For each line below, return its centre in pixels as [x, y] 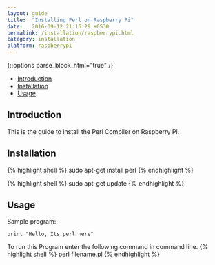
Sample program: [32, 222]
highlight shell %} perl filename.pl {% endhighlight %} [84, 254]
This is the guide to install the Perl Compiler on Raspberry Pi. [93, 131]
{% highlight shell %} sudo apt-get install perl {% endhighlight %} [101, 170]
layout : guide [28, 13]
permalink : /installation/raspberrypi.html [71, 33]
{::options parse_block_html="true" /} [60, 65]
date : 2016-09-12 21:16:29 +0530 [58, 26]
